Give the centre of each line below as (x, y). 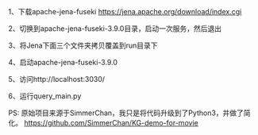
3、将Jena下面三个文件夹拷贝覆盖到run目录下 (83, 45)
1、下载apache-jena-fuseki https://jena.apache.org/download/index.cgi (125, 12)
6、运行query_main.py (45, 96)
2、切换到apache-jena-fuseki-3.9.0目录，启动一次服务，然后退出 (115, 29)
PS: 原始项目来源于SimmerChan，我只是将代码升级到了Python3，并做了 (126, 113)
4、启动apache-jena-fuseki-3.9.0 (63, 62)
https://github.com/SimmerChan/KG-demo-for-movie (111, 123)
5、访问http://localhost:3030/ (57, 79)
